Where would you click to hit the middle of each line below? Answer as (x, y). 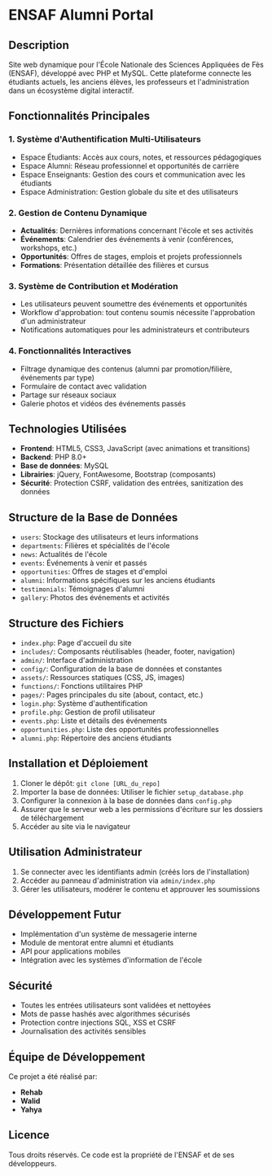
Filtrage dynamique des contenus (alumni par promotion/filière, (126, 369)
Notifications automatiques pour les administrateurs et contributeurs (135, 330)
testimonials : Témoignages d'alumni (82, 589)
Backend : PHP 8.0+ (53, 457)
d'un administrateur (53, 321)
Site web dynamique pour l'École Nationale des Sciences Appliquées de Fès (136, 64)
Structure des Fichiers (66, 623)
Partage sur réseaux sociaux (68, 395)
